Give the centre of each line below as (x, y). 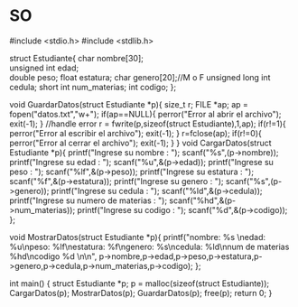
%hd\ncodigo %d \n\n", (53, 256)
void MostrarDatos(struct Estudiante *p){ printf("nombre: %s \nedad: (138, 237)
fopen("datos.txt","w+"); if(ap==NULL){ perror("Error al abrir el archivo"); (145, 114)
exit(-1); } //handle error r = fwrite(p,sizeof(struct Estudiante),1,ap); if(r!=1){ (148, 124)
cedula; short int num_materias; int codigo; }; (93, 87)
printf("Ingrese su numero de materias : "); (88, 200)
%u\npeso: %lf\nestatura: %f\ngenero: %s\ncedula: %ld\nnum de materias (149, 247)
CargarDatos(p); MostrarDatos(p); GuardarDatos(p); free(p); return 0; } (141, 293)
